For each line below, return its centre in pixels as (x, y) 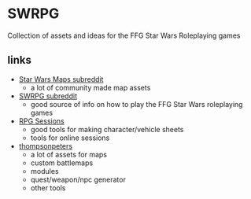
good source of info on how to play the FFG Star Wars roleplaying (137, 104)
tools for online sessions (70, 138)
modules (45, 171)
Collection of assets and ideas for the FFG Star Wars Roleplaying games (124, 35)
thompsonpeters (45, 146)
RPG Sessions (41, 121)
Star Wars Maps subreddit (61, 79)
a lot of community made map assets (90, 87)
